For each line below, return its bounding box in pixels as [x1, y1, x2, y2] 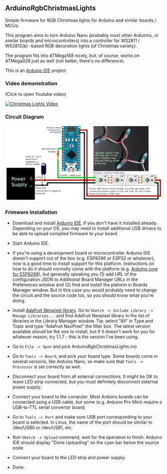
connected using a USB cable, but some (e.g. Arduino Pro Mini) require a [12, 399, 162, 405]
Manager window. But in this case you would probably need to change [12, 287, 157, 293]
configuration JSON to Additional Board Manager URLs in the [12, 276, 138, 282]
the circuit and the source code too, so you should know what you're [12, 292, 154, 298]
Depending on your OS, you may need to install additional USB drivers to [12, 226, 162, 232]
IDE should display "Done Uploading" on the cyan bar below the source [12, 440, 160, 446]
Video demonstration [5, 80, 58, 87]
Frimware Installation [5, 209, 58, 216]
